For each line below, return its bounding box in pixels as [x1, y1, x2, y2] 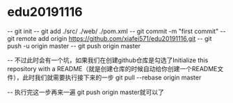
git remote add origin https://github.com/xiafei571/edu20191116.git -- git [7, 34, 212, 42]
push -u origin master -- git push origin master [7, 41, 141, 50]
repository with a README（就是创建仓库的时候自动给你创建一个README [7, 64, 218, 73]
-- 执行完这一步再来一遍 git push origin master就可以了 [7, 88, 165, 96]
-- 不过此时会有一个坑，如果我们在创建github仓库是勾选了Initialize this [7, 56, 209, 64]
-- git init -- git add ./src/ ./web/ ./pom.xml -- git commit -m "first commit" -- [7, 27, 226, 35]
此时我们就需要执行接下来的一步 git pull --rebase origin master [22, 73, 202, 82]
